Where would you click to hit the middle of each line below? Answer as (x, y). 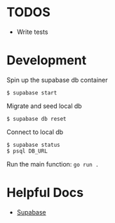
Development (47, 60)
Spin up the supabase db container (57, 80)
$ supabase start (32, 92)
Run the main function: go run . (53, 164)
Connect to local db (35, 132)
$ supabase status (33, 145)
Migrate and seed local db (44, 106)
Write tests (32, 32)
